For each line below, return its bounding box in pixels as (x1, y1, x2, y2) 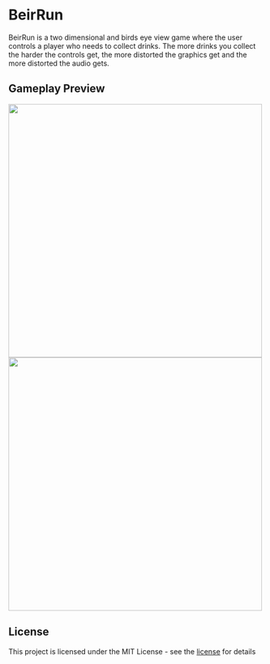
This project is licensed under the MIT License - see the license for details (8, 646, 256, 656)
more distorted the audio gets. (8, 58, 109, 68)
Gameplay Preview (8, 82, 105, 96)
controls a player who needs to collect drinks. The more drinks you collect (8, 41, 256, 50)
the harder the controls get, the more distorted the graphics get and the (8, 49, 247, 59)
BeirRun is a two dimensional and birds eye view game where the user (8, 32, 243, 42)
